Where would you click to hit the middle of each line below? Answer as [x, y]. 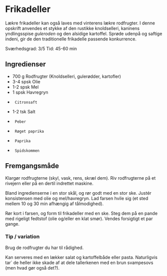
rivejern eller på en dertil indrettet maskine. [49, 183]
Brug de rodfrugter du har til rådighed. [44, 248]
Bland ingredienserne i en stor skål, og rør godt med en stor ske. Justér [78, 193]
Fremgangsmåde [32, 166]
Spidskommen [27, 151]
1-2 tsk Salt [24, 111]
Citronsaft [26, 102]
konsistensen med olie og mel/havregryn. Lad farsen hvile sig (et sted [77, 198]
